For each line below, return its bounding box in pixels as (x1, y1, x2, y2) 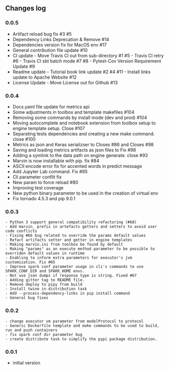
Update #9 (12, 63, 35, 69)
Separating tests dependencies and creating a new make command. (12, 131, 155, 137)
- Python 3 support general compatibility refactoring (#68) (5, 220, 137, 225)
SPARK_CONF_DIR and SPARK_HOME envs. (5, 269, 85, 274)
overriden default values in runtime (5, 251, 85, 256)
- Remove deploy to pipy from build (5, 282, 82, 287)
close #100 (12, 136, 36, 142)
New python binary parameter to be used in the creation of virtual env (12, 190, 158, 196)
